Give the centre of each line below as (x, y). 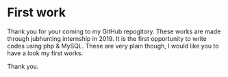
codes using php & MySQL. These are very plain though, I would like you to (113, 46)
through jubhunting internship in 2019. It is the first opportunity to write (107, 38)
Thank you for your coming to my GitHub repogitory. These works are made (114, 31)
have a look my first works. (45, 53)
